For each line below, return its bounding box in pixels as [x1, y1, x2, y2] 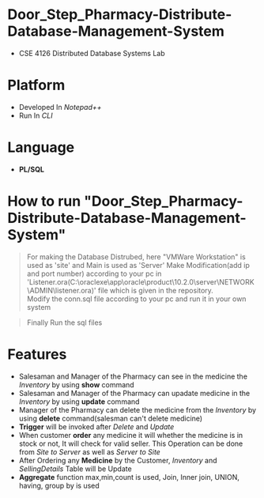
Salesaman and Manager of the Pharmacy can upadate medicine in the [18, 388, 251, 398]
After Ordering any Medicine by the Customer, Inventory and [18, 455, 218, 465]
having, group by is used [18, 481, 100, 490]
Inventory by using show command [18, 379, 135, 389]
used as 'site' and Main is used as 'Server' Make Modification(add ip [26, 260, 251, 270]
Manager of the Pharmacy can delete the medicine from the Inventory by [18, 405, 257, 414]
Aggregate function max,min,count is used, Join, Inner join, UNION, [18, 472, 240, 481]
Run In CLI [18, 111, 53, 120]
